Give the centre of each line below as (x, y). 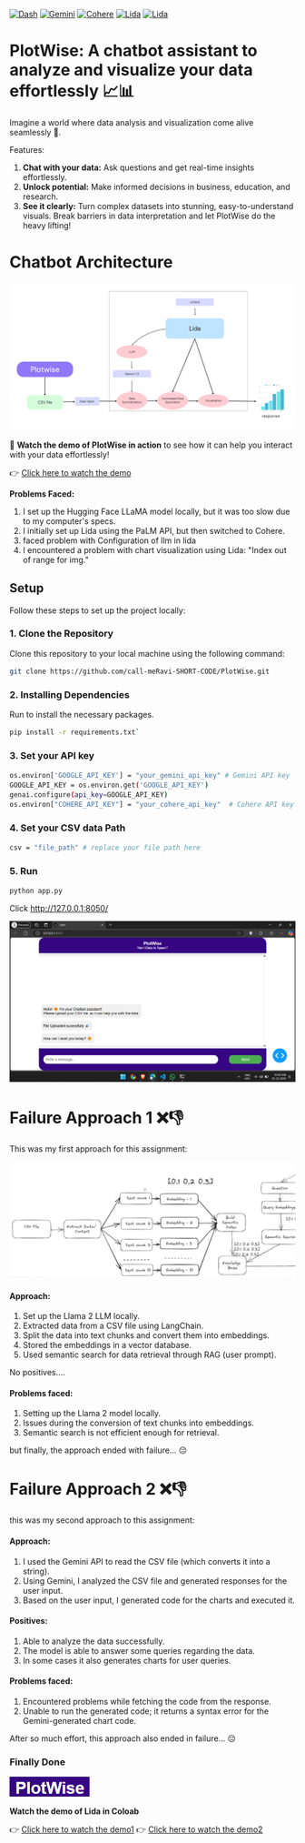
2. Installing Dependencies (69, 694)
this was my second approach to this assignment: (102, 1520)
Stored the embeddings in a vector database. (107, 1345)
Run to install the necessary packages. (82, 715)
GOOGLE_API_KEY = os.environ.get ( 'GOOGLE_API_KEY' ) (109, 786)
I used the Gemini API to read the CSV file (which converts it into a (146, 1561)
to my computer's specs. (69, 521)
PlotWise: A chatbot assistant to (133, 51)
